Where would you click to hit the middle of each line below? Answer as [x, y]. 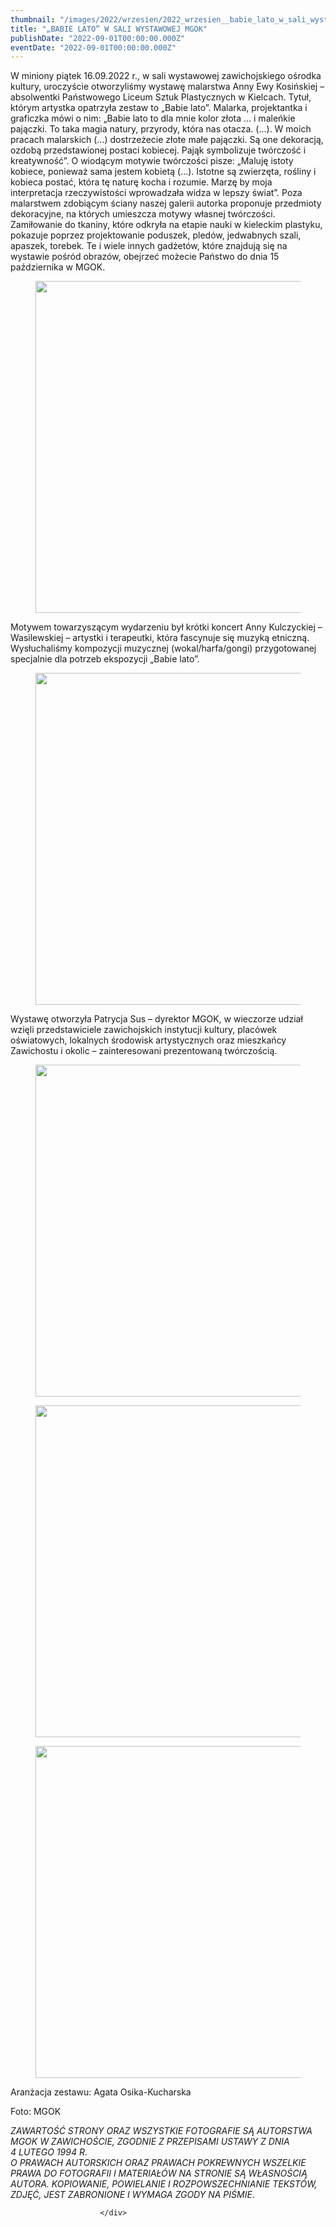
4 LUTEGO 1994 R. [49, 2152]
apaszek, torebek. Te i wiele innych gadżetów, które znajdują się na [149, 246]
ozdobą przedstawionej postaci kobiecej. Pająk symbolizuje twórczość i [158, 150]
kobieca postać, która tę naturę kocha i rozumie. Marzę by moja [141, 182]
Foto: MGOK [36, 2112]
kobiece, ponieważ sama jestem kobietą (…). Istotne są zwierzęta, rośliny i [163, 172]
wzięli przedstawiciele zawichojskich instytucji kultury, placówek [144, 1030]
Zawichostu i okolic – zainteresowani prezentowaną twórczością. [144, 1051]
